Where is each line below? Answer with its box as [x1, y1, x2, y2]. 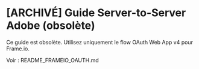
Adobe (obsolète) [6, 19, 95, 32]
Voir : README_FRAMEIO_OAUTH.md [6, 56, 99, 64]
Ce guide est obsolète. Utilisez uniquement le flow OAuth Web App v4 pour [6, 38, 193, 46]
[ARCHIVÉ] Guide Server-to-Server [6, 6, 186, 20]
